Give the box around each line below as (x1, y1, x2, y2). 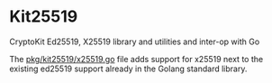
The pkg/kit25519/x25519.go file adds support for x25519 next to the (9, 53, 264, 64)
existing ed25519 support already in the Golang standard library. (9, 63, 248, 74)
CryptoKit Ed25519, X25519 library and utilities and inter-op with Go (9, 36, 260, 47)
